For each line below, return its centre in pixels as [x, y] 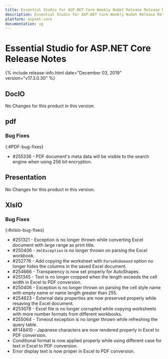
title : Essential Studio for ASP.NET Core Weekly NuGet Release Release [82, 10]
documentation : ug [24, 24]
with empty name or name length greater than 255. [65, 293]
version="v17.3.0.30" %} [30, 78]
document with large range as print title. [53, 245]
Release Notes [36, 59]
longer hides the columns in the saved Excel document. [69, 266]
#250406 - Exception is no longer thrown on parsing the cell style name [86, 288]
